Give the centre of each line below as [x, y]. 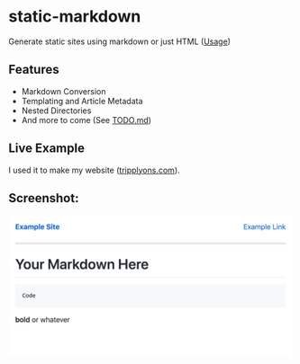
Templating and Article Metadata [82, 101]
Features [34, 70]
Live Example [46, 149]
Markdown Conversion [64, 91]
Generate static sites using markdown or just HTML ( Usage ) [120, 41]
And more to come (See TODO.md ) [86, 120]
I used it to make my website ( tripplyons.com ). [95, 170]
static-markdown [75, 17]
